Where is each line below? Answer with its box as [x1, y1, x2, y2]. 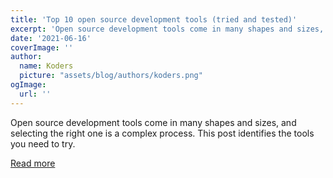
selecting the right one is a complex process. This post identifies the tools [10, 127, 315, 139]
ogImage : [10, 80, 47, 90]
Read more [10, 157, 56, 169]
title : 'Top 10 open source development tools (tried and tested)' [10, 14, 298, 25]
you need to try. [10, 137, 76, 150]
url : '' [19, 89, 52, 99]
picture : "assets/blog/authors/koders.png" [19, 71, 203, 81]
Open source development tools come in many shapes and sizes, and [10, 116, 297, 128]
